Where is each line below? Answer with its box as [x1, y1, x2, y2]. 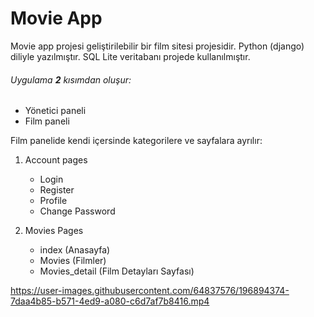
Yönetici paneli [24, 105, 87, 117]
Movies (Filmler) [39, 255, 107, 267]
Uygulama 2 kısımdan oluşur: [10, 73, 132, 86]
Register [39, 184, 75, 196]
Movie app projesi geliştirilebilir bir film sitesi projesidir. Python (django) [10, 40, 305, 52]
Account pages [24, 154, 88, 166]
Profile [39, 195, 68, 207]
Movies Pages [24, 225, 84, 237]
